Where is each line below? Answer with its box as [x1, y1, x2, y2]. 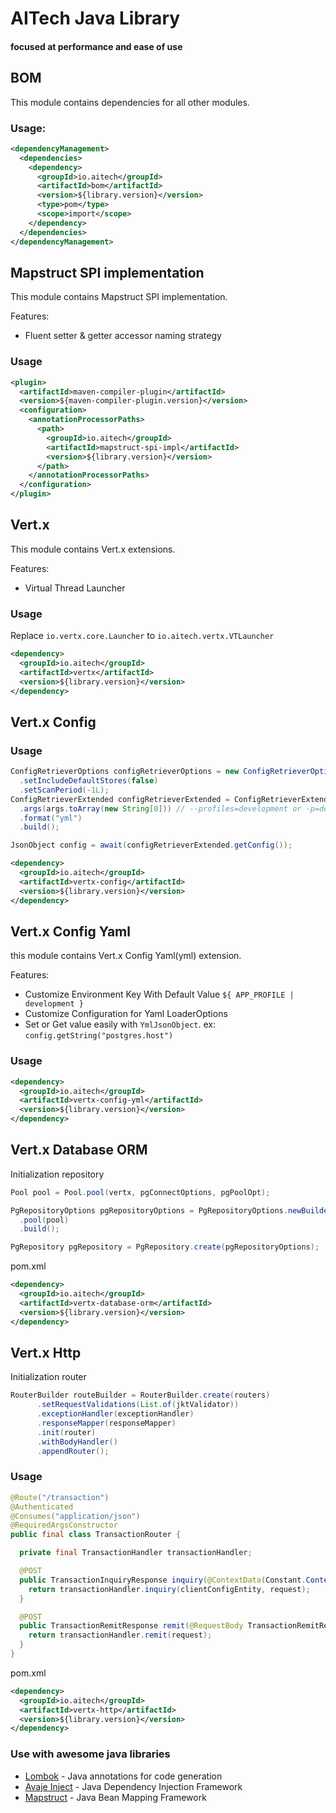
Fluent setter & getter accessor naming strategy [24, 330, 222, 342]
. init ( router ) [36, 1427, 97, 1437]
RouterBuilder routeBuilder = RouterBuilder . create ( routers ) [10, 1390, 271, 1401]
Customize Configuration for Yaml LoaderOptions [24, 1008, 228, 1020]
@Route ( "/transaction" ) [10, 1492, 110, 1502]
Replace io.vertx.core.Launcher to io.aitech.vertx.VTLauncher [10, 630, 275, 642]
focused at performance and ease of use [10, 40, 183, 52]
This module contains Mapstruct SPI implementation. [10, 291, 228, 303]
